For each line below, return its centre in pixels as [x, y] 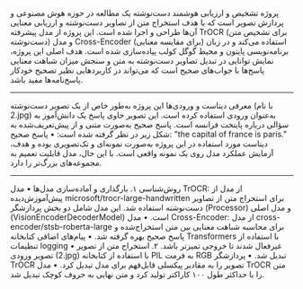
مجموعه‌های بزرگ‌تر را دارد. [56, 162]
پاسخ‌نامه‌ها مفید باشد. [47, 79]
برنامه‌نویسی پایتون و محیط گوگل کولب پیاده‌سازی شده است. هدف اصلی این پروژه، [150, 51]
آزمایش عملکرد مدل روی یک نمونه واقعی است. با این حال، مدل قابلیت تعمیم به [142, 153]
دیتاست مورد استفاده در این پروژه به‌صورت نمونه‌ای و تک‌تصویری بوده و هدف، [139, 144]
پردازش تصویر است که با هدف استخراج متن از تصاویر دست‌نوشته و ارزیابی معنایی [147, 22]
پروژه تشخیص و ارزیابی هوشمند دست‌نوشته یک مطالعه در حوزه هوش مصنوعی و [145, 13]
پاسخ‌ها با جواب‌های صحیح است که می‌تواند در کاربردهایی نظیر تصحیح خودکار [138, 70]
